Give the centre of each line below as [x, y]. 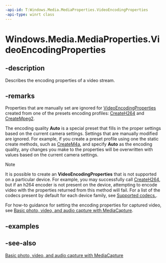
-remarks [20, 96]
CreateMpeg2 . [20, 118]
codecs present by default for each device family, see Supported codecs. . [81, 195]
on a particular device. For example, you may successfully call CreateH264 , [83, 179]
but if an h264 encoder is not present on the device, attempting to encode [81, 185]
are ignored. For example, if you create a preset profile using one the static [82, 139]
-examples [22, 226]
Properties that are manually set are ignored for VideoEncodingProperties [81, 108]
